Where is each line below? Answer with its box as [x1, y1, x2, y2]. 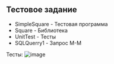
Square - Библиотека [14, 27, 68, 34]
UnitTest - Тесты [14, 33, 56, 40]
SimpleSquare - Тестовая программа [14, 20, 108, 27]
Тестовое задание [6, 5, 77, 15]
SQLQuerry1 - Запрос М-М [14, 39, 82, 46]
